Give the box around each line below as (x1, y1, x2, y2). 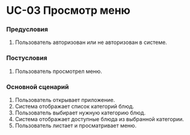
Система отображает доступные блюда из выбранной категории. (14, 116, 185, 123)
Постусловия (6, 54, 47, 62)
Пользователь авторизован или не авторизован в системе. (14, 39, 167, 46)
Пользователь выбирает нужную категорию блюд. (14, 109, 146, 116)
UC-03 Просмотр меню (6, 4, 130, 17)
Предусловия (6, 25, 48, 34)
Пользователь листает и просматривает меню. (14, 122, 137, 130)
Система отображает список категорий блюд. (14, 103, 134, 110)
